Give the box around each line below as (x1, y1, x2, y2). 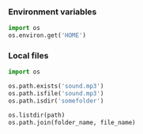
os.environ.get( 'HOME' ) (8, 32, 87, 39)
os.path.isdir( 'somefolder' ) (8, 97, 104, 105)
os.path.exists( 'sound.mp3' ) (8, 82, 104, 91)
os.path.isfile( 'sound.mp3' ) (8, 90, 104, 98)
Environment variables (8, 6, 97, 17)
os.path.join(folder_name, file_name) (8, 118, 136, 126)
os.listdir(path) (8, 111, 66, 119)
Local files (8, 50, 49, 61)
